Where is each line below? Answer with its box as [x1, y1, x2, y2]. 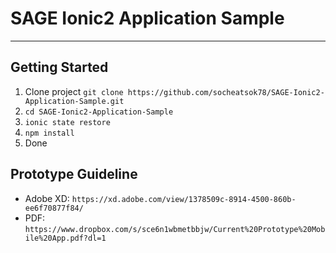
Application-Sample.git [24, 96, 125, 106]
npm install [24, 128, 75, 138]
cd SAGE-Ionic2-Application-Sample [24, 107, 174, 117]
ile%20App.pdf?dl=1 [24, 233, 107, 243]
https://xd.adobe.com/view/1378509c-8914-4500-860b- [71, 194, 297, 204]
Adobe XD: [24, 192, 70, 204]
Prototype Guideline [10, 166, 138, 183]
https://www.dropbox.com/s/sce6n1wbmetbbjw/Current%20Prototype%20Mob [24, 224, 326, 234]
